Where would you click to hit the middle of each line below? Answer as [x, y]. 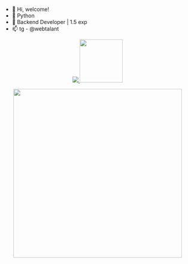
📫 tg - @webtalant [35, 29]
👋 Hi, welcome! [31, 9]
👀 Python [23, 16]
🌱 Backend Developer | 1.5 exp [50, 22]
